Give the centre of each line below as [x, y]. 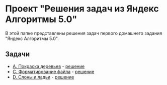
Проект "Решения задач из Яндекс [82, 9]
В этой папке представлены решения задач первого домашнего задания [84, 33]
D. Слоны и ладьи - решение [43, 77]
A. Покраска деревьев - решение [49, 66]
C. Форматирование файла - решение [53, 71]
